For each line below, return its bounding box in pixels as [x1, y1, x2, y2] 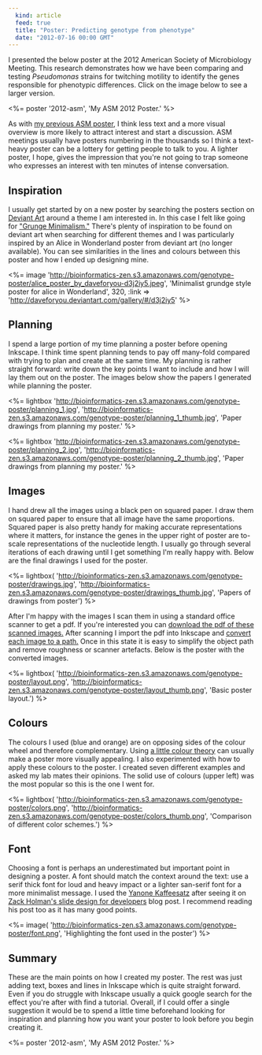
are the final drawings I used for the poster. [8, 555, 148, 565]
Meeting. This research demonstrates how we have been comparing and [8, 64, 244, 73]
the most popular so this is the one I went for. [8, 779, 155, 789]
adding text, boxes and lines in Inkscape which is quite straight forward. [8, 981, 242, 990]
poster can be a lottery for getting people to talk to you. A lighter [29, 144, 238, 154]
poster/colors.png [8, 803, 67, 812]
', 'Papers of [212, 588, 252, 597]
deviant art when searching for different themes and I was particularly [8, 230, 234, 240]
